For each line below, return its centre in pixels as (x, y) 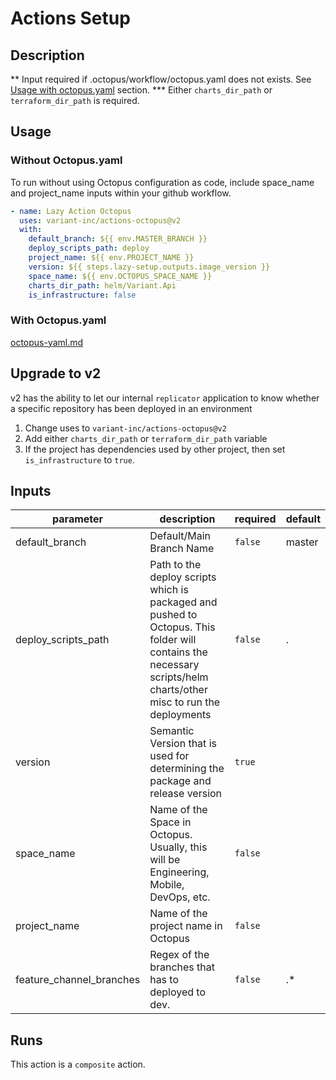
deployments (180, 715)
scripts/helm (179, 677)
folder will (173, 640)
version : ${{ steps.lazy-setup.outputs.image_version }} (149, 267)
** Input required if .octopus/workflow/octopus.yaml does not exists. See (161, 79)
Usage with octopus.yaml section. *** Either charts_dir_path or (141, 90)
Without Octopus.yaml (66, 160)
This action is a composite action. (78, 1064)
